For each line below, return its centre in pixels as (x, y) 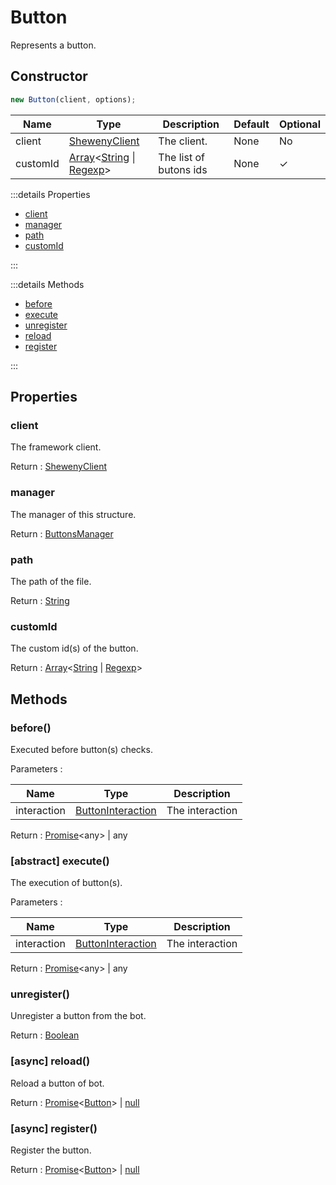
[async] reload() (50, 1061)
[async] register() (54, 1128)
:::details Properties (50, 194)
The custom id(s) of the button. (74, 648)
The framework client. (56, 447)
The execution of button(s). (66, 883)
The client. (183, 141)
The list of (181, 157)
